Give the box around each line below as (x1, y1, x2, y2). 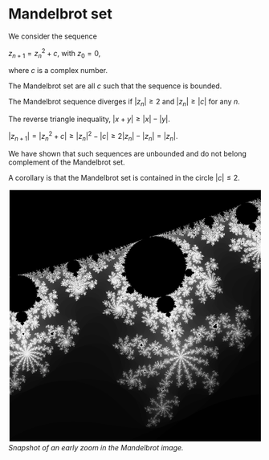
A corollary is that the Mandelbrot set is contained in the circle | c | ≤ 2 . (8, 173, 240, 182)
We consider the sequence (8, 31, 98, 41)
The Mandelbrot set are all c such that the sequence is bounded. (8, 81, 222, 91)
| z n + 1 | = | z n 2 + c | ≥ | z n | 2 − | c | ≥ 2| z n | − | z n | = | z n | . (8, 130, 178, 143)
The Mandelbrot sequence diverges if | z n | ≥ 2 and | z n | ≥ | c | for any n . (8, 97, 241, 108)
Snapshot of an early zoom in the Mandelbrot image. (8, 442, 184, 452)
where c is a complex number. (8, 66, 108, 75)
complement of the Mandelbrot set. (8, 157, 126, 167)
